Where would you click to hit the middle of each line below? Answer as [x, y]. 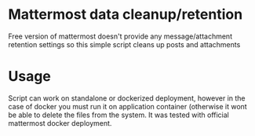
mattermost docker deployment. [60, 123]
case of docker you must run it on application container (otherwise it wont [127, 106]
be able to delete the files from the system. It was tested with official [118, 115]
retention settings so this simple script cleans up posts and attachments [124, 44]
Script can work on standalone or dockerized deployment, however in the [127, 98]
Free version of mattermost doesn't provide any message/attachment [120, 36]
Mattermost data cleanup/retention [126, 15]
